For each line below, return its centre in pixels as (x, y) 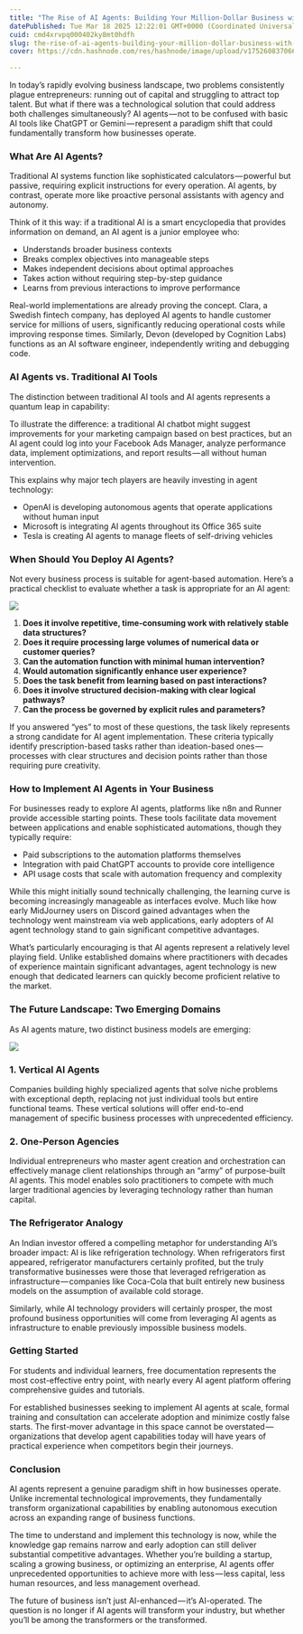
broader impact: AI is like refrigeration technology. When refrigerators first (147, 1252)
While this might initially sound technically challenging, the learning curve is (150, 892)
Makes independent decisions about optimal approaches (128, 269)
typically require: (41, 837)
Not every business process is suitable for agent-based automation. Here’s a (151, 579)
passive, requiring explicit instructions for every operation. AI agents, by (143, 185)
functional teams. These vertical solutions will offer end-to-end (127, 1108)
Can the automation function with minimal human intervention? (143, 662)
